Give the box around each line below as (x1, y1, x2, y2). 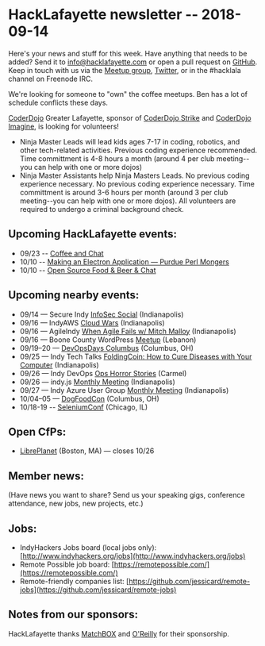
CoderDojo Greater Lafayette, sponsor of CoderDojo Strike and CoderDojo (8, 113, 252, 122)
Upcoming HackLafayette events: (8, 228, 177, 241)
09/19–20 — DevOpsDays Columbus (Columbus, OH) (19, 343, 194, 352)
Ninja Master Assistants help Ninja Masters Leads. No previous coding (19, 171, 250, 180)
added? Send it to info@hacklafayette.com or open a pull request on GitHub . (8, 57, 258, 67)
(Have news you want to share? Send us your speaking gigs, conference (8, 490, 245, 500)
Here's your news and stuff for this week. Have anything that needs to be (8, 48, 248, 58)
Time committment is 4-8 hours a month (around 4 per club (19, 153, 215, 163)
